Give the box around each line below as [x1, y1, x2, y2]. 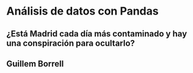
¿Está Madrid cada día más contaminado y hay [6, 29, 188, 39]
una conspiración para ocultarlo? [6, 38, 136, 48]
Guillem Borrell [6, 58, 64, 69]
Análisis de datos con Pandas [6, 4, 159, 18]
